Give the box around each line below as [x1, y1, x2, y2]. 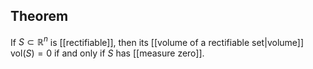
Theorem [10, 8, 69, 25]
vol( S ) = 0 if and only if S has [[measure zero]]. [10, 47, 205, 59]
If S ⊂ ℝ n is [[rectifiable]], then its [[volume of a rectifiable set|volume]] [10, 34, 305, 48]
